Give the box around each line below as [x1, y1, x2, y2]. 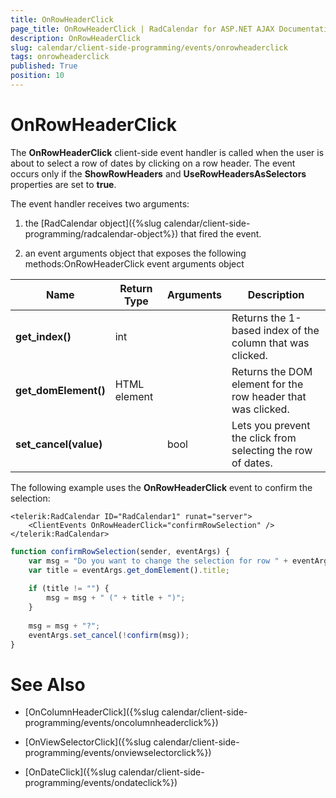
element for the [231, 377, 304, 391]
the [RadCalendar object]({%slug [24, 217, 162, 229]
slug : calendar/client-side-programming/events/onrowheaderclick [10, 42, 288, 53]
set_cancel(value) [15, 437, 103, 451]
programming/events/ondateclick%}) [24, 777, 178, 789]
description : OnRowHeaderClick [10, 33, 141, 43]
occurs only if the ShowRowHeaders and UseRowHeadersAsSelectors [10, 167, 307, 180]
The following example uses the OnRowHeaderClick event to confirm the [10, 481, 313, 493]
